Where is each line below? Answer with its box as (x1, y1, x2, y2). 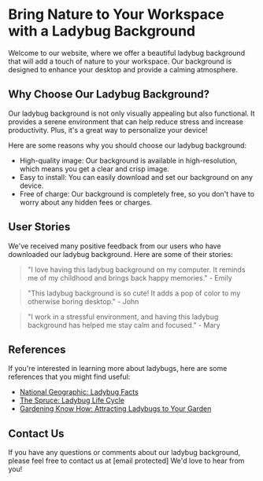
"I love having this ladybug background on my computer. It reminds (27, 265, 246, 274)
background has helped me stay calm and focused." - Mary (27, 320, 220, 329)
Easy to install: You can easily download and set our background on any (19, 172, 254, 182)
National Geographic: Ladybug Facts (19, 387, 139, 397)
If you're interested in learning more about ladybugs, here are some (8, 364, 228, 373)
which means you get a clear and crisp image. (19, 163, 169, 174)
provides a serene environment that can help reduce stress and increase (8, 116, 244, 127)
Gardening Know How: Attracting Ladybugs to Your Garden (19, 404, 212, 413)
